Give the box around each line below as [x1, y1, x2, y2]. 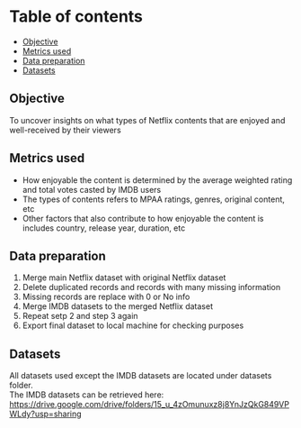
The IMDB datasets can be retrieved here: [9, 389, 164, 400]
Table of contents [9, 6, 144, 27]
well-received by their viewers [9, 124, 121, 135]
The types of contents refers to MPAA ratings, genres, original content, [22, 194, 286, 205]
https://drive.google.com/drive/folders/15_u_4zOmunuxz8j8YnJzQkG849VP [9, 399, 290, 410]
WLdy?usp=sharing [9, 408, 83, 420]
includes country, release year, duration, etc [22, 223, 186, 233]
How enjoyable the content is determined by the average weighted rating [22, 174, 293, 186]
